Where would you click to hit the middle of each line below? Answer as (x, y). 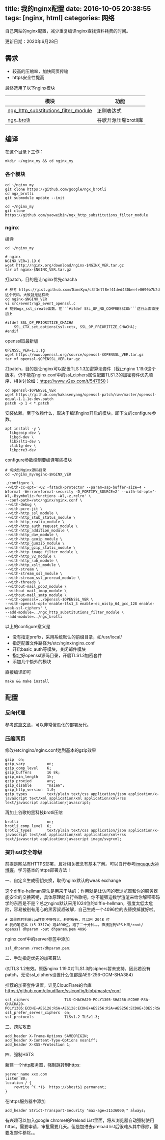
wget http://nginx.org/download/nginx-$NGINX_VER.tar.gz (65, 266)
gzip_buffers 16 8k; (33, 772)
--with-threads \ (23, 582)
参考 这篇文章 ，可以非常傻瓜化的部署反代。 (48, 724)
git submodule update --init (35, 198)
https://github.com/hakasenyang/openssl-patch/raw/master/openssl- (86, 395)
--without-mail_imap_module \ (36, 591)
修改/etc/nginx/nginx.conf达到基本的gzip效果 (51, 750)
